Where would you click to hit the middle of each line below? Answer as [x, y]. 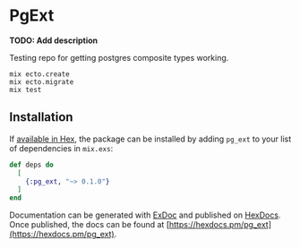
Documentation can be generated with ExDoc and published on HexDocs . [145, 215]
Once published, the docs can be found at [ [90, 225]
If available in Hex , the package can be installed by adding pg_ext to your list [150, 139]
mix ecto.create [39, 74]
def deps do [31, 165]
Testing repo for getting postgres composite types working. [119, 57]
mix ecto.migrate [42, 81]
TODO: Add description [54, 40]
